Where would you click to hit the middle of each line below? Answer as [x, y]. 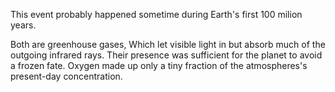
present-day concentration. [66, 76]
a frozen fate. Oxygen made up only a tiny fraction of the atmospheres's [159, 65]
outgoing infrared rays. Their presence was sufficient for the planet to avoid [166, 55]
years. [23, 25]
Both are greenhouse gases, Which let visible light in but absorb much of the [168, 44]
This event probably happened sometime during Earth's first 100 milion [156, 14]
